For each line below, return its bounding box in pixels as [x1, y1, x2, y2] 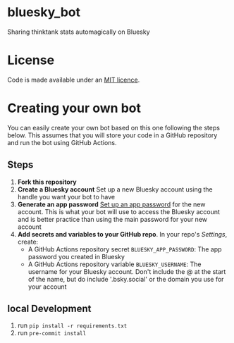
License [7, 52, 55, 68]
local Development [7, 303, 92, 315]
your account [27, 282, 67, 291]
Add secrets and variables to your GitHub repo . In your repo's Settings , [17, 230, 228, 238]
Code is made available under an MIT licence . [7, 75, 140, 84]
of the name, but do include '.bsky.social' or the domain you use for [27, 275, 224, 283]
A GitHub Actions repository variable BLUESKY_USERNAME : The [27, 260, 202, 268]
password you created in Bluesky [27, 252, 125, 261]
